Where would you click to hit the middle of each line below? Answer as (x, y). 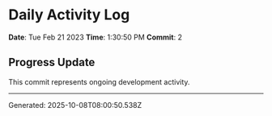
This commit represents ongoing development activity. (99, 81)
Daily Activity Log (69, 15)
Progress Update (52, 62)
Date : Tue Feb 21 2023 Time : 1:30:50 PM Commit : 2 (95, 37)
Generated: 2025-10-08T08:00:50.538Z (75, 105)
